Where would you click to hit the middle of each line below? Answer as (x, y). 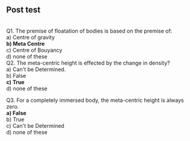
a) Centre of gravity (31, 37)
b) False (16, 75)
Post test (24, 10)
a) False (16, 113)
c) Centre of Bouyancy (34, 50)
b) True (15, 119)
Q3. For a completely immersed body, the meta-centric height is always (95, 100)
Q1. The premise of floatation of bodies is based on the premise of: (89, 31)
